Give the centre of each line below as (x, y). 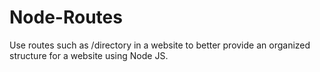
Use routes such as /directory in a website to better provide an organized (160, 45)
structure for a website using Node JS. (89, 55)
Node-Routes (66, 17)
